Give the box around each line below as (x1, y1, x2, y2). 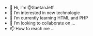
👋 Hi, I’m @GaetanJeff (9, 5, 54, 10)
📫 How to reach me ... (9, 26, 55, 31)
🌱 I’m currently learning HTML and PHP (9, 15, 88, 20)
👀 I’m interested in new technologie (9, 10, 80, 16)
